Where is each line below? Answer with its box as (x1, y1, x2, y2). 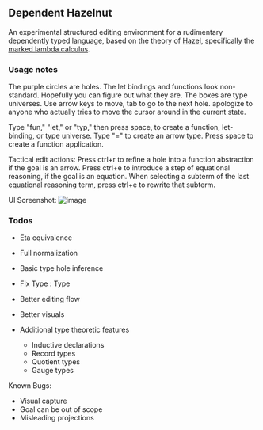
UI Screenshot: (8, 196, 57, 205)
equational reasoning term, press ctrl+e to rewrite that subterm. (8, 180, 216, 189)
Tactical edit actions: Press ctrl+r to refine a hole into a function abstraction (8, 154, 255, 165)
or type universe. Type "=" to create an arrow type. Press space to (36, 131, 254, 141)
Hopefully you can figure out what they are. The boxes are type (40, 90, 248, 100)
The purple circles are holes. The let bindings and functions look (8, 82, 219, 92)
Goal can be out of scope (19, 405, 103, 414)
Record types (31, 348, 76, 359)
